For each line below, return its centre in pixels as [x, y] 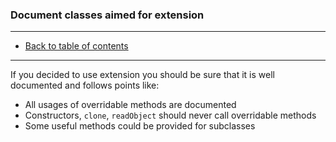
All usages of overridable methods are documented [130, 105]
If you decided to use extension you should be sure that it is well [142, 75]
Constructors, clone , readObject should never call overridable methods [170, 115]
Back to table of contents [76, 46]
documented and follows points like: [85, 85]
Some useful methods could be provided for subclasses [140, 126]
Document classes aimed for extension [107, 15]
